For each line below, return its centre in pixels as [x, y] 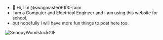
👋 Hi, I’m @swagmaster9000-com [47, 8]
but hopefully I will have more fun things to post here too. [70, 23]
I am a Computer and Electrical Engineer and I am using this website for [85, 13]
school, [20, 18]
